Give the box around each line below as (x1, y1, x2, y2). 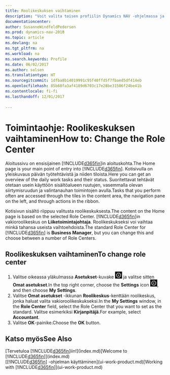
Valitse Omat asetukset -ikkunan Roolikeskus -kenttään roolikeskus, (12, 293, 156, 299)
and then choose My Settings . (12, 287, 77, 294)
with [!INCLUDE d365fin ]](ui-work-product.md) (5, 364, 103, 370)
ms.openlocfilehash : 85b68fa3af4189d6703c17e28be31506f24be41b (5, 83, 142, 89)
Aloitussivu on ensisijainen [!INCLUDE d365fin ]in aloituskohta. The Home (5, 160, 156, 166)
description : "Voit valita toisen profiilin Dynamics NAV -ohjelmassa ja (5, 13, 165, 19)
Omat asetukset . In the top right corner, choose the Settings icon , (12, 282, 159, 288)
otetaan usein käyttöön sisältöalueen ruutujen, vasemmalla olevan (5, 182, 143, 188)
